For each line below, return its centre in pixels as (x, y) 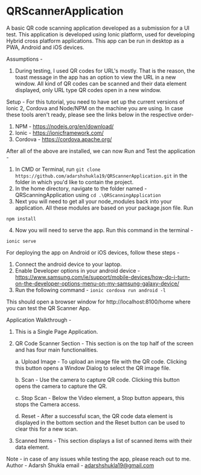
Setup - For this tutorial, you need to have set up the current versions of (96, 102)
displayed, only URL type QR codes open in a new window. (88, 90)
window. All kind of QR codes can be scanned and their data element (101, 84)
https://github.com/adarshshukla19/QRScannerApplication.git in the (101, 175)
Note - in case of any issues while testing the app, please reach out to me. (99, 459)
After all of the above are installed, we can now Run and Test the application (101, 151)
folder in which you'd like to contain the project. (74, 182)
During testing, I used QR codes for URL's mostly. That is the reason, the (105, 70)
